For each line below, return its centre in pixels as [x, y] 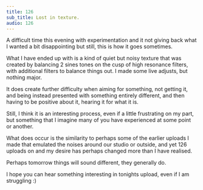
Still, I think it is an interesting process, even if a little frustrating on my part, [100, 114]
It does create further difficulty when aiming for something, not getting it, [97, 89]
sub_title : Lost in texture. [43, 17]
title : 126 [20, 12]
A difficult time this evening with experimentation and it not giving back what [101, 40]
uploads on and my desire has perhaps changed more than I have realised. [99, 151]
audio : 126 [20, 23]
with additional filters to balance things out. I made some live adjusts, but [97, 71]
